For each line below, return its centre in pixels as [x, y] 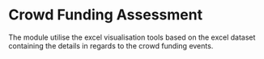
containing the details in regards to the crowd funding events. [111, 45]
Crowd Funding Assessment [106, 15]
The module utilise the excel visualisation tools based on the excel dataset [132, 37]
